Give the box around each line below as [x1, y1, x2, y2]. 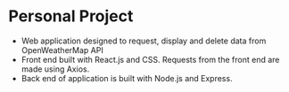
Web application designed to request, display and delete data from [21, 35, 267, 46]
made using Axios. [21, 64, 90, 74]
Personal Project [8, 6, 134, 27]
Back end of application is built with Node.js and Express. [21, 73, 233, 83]
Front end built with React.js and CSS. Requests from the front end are [21, 54, 280, 65]
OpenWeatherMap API [21, 44, 103, 55]
